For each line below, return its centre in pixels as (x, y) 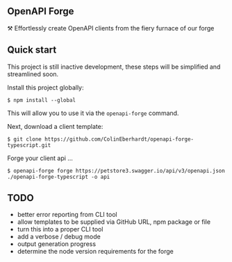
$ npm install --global (42, 100)
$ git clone (24, 139)
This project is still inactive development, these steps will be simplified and (114, 67)
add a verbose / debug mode (59, 237)
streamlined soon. (33, 74)
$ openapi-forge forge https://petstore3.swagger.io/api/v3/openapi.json (116, 171)
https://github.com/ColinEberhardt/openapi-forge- (119, 139)
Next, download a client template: (55, 126)
